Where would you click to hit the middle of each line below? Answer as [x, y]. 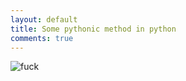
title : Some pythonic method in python [93, 29]
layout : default [44, 19]
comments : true [42, 38]
